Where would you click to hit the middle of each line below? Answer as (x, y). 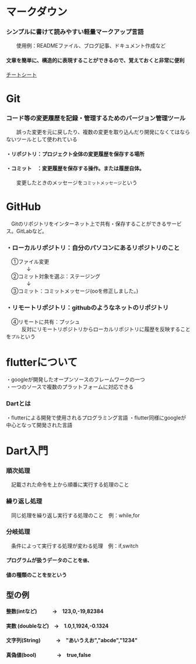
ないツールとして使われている (42, 139)
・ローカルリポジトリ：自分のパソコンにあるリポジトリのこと (93, 247)
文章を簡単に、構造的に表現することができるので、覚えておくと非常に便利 (95, 61)
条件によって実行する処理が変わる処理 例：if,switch (75, 546)
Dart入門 (27, 451)
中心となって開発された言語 (39, 425)
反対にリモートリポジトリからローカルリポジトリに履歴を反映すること (106, 329)
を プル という (21, 336)
